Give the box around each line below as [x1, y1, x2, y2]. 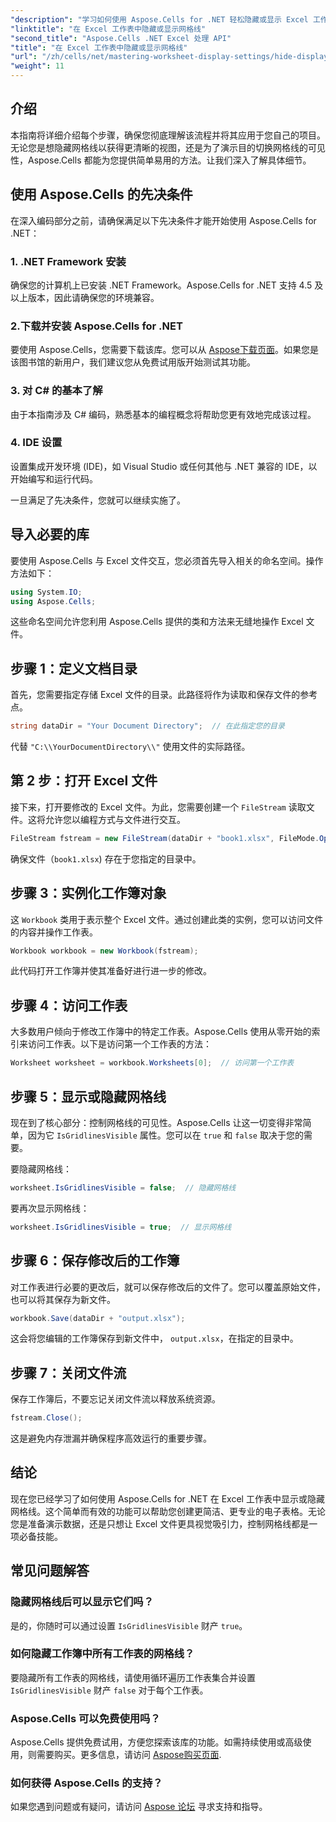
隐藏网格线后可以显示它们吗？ [10, 1595, 155, 1609]
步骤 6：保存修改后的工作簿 [10, 1252, 180, 1270]
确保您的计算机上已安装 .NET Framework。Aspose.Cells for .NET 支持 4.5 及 [10, 279, 324, 291]
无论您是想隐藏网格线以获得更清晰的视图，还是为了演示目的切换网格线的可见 [10, 141, 326, 153]
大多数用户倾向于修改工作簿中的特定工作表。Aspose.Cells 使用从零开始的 [10, 1026, 312, 1038]
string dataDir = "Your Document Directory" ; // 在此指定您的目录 [10, 721, 285, 731]
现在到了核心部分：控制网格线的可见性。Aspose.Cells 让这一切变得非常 [10, 1116, 303, 1128]
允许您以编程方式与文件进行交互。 [44, 813, 186, 825]
